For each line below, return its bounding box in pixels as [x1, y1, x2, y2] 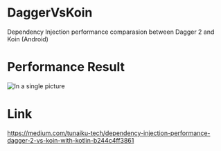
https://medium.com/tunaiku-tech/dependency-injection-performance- [7, 129, 211, 137]
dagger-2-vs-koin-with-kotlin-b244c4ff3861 [7, 136, 134, 144]
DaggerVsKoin [7, 5, 93, 21]
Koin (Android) [7, 34, 48, 43]
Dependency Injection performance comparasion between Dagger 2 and [7, 28, 215, 36]
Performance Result [7, 59, 125, 75]
